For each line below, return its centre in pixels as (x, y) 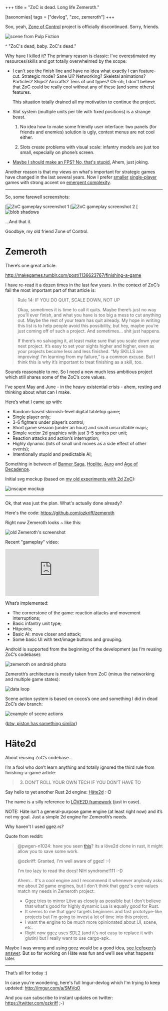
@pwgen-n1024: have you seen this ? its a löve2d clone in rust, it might (90, 846)
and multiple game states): (32, 679)
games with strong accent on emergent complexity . (58, 182)
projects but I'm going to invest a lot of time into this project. (87, 917)
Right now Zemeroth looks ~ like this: (43, 522)
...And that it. (18, 222)
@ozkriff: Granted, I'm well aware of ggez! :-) (64, 861)
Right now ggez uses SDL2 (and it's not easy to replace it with (89, 933)
